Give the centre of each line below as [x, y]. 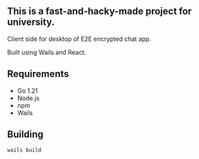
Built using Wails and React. [47, 52]
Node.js [28, 98]
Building [25, 134]
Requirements [38, 74]
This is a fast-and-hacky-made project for [99, 11]
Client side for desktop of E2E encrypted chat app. [79, 39]
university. [31, 22]
